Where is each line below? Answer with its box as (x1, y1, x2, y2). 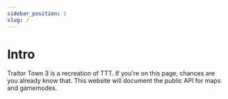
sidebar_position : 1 (7, 10, 67, 17)
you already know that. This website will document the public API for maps (7, 77, 221, 85)
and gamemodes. (7, 84, 58, 92)
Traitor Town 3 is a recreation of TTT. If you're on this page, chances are (7, 69, 215, 78)
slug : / (7, 17, 30, 24)
